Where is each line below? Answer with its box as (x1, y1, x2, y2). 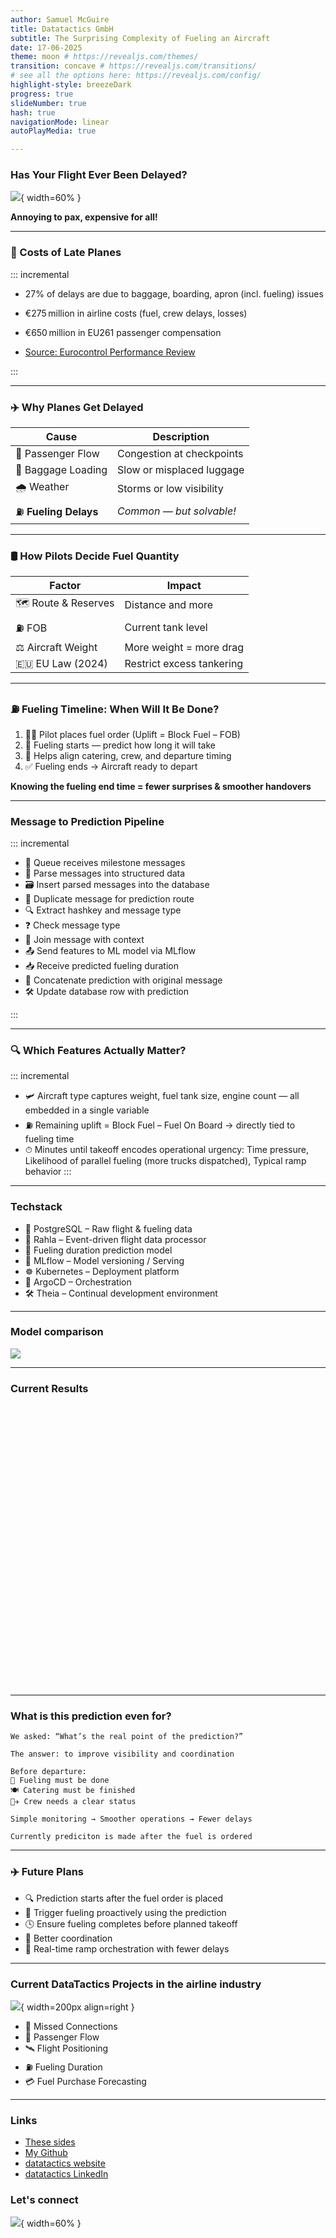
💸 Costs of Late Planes (10, 246, 122, 260)
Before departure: (10, 1767, 87, 1777)
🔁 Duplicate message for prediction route (24, 892, 195, 905)
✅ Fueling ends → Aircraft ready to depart (24, 760, 198, 772)
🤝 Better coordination (24, 1932, 113, 1944)
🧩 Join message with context (24, 933, 145, 945)
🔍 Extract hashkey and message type (24, 904, 182, 916)
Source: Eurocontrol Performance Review (24, 346, 196, 358)
